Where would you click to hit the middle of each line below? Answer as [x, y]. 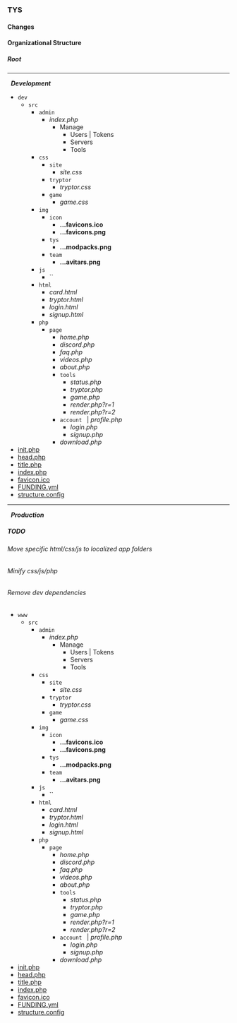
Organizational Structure [44, 43]
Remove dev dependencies [47, 593]
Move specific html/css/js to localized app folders [80, 549]
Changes [21, 27]
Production [27, 515]
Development [31, 83]
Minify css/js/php [32, 570]
